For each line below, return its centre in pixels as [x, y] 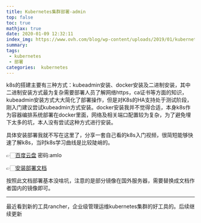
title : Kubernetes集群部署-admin [46, 12]
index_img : [20, 39]
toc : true [19, 23]
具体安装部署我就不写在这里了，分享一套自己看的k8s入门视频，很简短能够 [97, 135]
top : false [20, 17]
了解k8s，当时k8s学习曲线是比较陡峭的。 [62, 143]
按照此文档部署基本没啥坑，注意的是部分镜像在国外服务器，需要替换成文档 [98, 181]
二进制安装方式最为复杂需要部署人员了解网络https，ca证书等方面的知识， [97, 93]
